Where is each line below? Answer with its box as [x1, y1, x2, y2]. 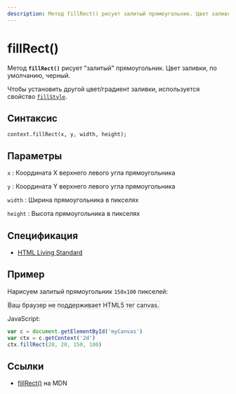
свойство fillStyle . [7, 92, 68, 100]
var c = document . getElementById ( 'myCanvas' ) [7, 327, 143, 335]
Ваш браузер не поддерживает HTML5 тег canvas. [8, 301, 159, 309]
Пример [7, 269, 45, 280]
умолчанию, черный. [7, 71, 71, 79]
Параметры [7, 150, 63, 162]
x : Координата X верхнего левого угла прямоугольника [7, 169, 176, 177]
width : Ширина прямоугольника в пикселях [7, 196, 139, 204]
